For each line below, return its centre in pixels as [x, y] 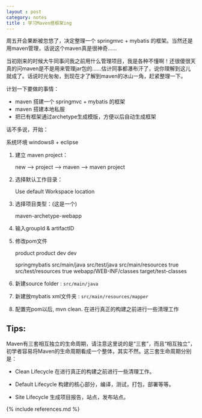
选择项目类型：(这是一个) [46, 204]
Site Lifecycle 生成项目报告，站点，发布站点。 [72, 397]
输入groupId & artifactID [44, 229]
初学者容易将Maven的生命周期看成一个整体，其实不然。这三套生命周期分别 [99, 351]
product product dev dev [46, 253]
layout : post [24, 12]
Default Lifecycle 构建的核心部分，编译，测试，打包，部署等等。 [94, 384]
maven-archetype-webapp [48, 216]
